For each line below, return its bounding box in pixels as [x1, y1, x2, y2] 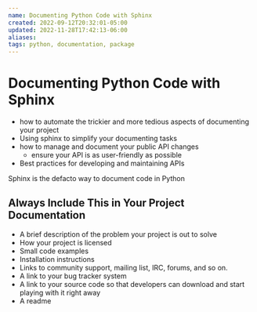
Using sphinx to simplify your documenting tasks [19, 134, 178, 143]
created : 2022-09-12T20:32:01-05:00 [8, 19, 128, 27]
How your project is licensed [19, 238, 112, 247]
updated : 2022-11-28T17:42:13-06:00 [8, 26, 128, 34]
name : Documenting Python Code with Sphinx [8, 11, 153, 20]
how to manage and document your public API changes [19, 142, 199, 151]
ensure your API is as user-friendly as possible [31, 151, 183, 160]
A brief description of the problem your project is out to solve [19, 229, 218, 239]
